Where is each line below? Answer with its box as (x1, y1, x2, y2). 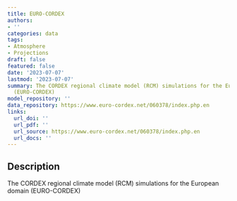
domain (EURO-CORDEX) (7, 187, 81, 195)
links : (7, 108, 27, 115)
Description (7, 160, 60, 172)
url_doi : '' (13, 115, 49, 122)
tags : (7, 37, 23, 44)
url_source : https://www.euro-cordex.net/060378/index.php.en (13, 128, 200, 135)
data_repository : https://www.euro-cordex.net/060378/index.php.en (7, 102, 210, 109)
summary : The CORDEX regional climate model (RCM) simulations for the (7, 82, 222, 89)
